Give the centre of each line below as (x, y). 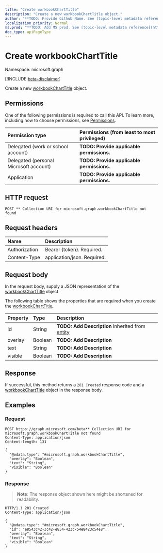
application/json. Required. (75, 257)
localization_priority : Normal (37, 23)
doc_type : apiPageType (28, 32)
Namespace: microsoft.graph (34, 69)
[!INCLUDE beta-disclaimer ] (33, 79)
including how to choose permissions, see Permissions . (61, 120)
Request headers (32, 228)
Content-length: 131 (26, 442)
